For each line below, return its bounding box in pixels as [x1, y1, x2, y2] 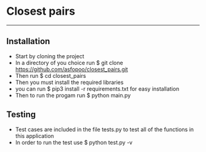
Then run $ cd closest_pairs [15, 72, 86, 79]
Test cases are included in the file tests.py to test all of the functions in [15, 126, 194, 133]
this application [15, 132, 54, 139]
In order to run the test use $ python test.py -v [15, 139, 133, 146]
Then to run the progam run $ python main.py [15, 91, 131, 99]
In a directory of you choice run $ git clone [15, 59, 124, 66]
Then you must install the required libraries [15, 78, 124, 86]
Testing [6, 109, 36, 120]
